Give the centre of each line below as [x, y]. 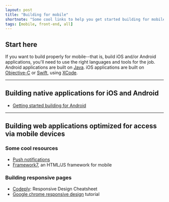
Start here [21, 44]
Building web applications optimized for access [81, 126]
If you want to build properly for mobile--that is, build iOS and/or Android [81, 57]
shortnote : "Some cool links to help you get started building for [77, 19]
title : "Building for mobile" [37, 15]
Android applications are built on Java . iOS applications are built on [75, 67]
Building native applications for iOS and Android [82, 93]
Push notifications [31, 159]
